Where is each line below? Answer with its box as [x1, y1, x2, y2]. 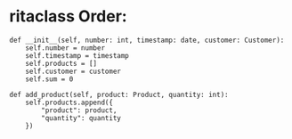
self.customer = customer [25, 67, 122, 76]
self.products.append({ [25, 98, 114, 107]
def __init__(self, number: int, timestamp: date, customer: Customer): [9, 36, 285, 45]
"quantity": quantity [41, 113, 122, 122]
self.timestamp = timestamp [25, 51, 129, 60]
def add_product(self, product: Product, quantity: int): [9, 90, 229, 99]
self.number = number [25, 43, 105, 53]
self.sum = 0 [25, 74, 74, 84]
